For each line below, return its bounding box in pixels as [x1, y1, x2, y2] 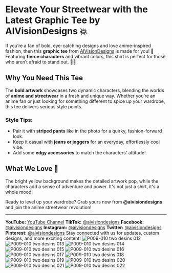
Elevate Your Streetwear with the [5, 4, 148, 15]
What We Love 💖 [5, 165, 59, 173]
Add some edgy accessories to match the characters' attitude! [12, 150, 146, 156]
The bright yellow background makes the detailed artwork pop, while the [5, 178, 159, 184]
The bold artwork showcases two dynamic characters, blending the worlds [5, 87, 165, 93]
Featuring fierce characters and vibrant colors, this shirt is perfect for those [5, 53, 166, 59]
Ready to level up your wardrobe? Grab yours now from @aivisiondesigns [5, 198, 163, 205]
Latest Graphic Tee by [5, 14, 100, 26]
